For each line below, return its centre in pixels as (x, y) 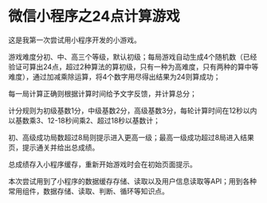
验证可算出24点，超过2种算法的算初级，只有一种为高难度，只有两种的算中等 (133, 66)
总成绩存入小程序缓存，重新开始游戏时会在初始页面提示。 (102, 164)
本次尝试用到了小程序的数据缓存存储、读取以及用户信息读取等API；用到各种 (133, 181)
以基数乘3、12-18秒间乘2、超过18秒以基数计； (84, 120)
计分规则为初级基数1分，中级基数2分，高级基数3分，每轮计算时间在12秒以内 (133, 110)
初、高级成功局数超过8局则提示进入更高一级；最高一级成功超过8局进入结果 (132, 137)
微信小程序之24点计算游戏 (94, 16)
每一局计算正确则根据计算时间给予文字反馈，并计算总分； (102, 93)
